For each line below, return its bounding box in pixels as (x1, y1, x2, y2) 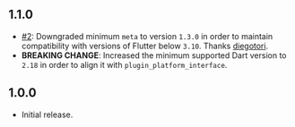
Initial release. (21, 109, 74, 120)
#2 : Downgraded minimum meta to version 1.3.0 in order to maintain (21, 30, 273, 41)
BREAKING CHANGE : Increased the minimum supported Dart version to (21, 49, 287, 61)
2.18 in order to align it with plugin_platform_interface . (21, 59, 228, 70)
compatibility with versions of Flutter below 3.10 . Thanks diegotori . (21, 40, 269, 51)
